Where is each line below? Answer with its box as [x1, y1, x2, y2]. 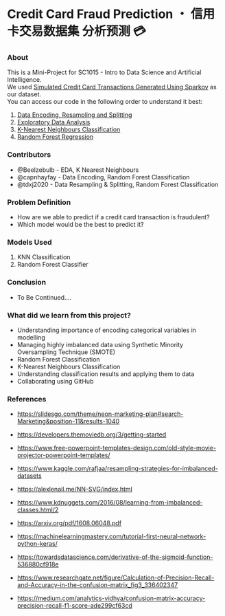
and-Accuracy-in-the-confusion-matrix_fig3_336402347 [16, 581, 178, 589]
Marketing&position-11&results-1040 [16, 417, 120, 426]
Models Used [7, 238, 52, 247]
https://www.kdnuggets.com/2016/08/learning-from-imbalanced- [16, 498, 203, 507]
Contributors [7, 150, 51, 159]
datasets [16, 472, 43, 480]
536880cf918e [16, 560, 59, 569]
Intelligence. [7, 76, 43, 84]
